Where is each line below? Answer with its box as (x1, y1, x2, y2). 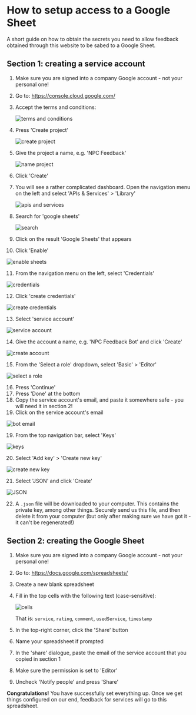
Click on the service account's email (15, 409, 104, 416)
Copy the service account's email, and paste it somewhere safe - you (15, 396, 184, 403)
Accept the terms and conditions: (15, 104, 97, 111)
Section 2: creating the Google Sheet (6, 536, 145, 546)
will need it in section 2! (15, 402, 73, 409)
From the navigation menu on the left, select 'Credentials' (15, 269, 155, 277)
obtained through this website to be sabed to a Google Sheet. (6, 42, 156, 49)
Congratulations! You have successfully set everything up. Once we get (6, 690, 182, 697)
